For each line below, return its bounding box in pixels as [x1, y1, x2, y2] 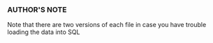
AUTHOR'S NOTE [7, 5, 67, 15]
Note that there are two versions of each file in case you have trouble [7, 21, 207, 29]
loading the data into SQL [7, 28, 80, 36]
